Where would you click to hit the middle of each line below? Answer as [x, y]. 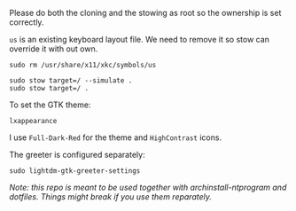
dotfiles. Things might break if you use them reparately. [111, 197]
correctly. [27, 22]
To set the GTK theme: [50, 105]
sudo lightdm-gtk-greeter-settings [75, 171]
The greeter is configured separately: [77, 155]
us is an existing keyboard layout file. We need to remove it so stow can [140, 39]
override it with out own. [54, 49]
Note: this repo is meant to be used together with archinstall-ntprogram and [148, 187]
